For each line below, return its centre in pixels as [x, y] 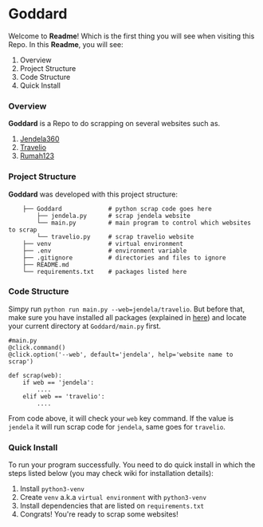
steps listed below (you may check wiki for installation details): [111, 474]
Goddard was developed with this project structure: [93, 194]
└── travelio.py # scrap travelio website [116, 236]
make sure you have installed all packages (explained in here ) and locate [128, 317]
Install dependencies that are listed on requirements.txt [112, 506]
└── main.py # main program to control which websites [144, 223]
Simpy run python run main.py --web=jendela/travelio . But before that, [127, 309]
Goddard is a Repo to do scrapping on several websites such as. [114, 124]
